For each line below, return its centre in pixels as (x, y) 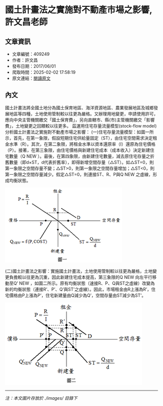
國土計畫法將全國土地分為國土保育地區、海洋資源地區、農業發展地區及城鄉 (79, 108)
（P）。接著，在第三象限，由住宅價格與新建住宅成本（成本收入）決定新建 (78, 150)
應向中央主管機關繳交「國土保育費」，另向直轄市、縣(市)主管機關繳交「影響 (80, 120)
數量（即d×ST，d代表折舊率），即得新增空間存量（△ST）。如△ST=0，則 (81, 162)
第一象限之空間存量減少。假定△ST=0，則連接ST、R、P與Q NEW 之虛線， (79, 174)
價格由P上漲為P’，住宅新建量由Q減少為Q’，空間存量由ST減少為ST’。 (78, 295)
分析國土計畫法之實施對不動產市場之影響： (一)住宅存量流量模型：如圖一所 (80, 132)
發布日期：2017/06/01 (34, 66)
